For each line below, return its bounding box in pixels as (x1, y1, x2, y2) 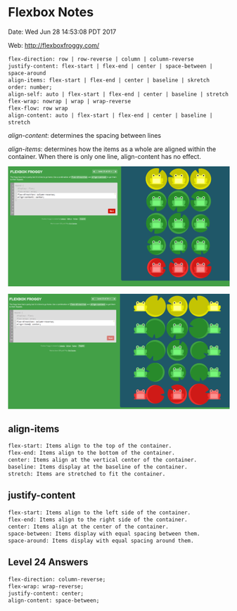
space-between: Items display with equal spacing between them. (8, 530, 200, 537)
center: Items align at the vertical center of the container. (8, 456, 198, 464)
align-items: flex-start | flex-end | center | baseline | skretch (8, 77, 210, 84)
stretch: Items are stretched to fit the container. (8, 470, 166, 478)
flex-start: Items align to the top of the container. (8, 442, 172, 450)
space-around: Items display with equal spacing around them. (8, 537, 194, 544)
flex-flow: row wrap (8, 105, 69, 112)
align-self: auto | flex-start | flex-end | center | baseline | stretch (8, 91, 229, 98)
